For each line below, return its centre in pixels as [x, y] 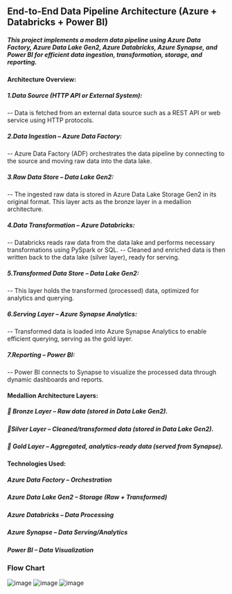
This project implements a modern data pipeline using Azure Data [104, 40]
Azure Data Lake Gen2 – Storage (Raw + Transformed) [87, 497]
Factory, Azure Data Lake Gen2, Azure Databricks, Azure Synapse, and [113, 47]
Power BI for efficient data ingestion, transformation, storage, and [105, 54]
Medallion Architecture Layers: [53, 396]
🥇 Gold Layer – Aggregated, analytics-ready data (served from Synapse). [115, 446]
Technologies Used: [37, 464]
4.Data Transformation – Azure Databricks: [71, 225]
